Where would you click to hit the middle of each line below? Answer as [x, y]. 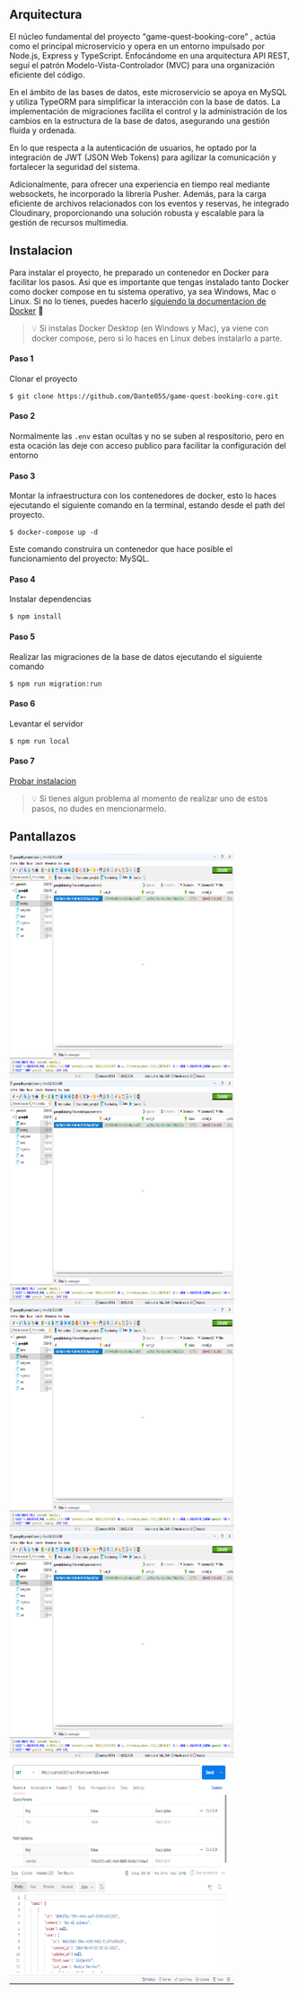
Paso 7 [22, 761]
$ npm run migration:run [56, 684]
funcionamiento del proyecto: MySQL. [79, 559]
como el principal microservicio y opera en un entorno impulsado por [137, 46]
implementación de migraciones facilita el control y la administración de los [149, 111]
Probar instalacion [43, 781]
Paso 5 [22, 636]
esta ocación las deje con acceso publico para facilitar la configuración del [148, 446]
